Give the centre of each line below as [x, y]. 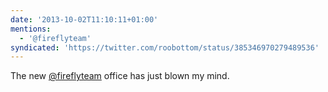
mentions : [31, 29]
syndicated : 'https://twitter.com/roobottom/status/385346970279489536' [165, 47]
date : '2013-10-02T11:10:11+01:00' [84, 19]
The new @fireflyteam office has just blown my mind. [120, 76]
